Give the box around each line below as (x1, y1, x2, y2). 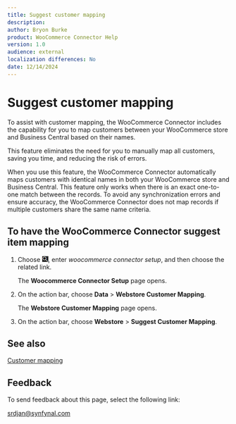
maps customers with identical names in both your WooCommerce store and (7, 175, 230, 183)
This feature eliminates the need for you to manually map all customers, (7, 146, 216, 155)
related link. (17, 263, 52, 271)
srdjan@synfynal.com (7, 409, 70, 418)
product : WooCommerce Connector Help (7, 34, 118, 41)
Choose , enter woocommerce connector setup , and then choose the (17, 255, 225, 263)
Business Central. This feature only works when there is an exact (7, 182, 196, 191)
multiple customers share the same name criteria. (7, 205, 151, 213)
